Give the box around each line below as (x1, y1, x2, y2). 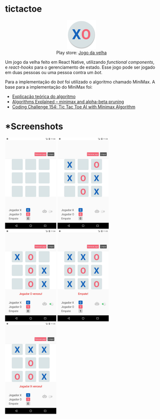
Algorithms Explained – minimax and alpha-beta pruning (12, 98, 125, 104)
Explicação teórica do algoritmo (12, 94, 76, 99)
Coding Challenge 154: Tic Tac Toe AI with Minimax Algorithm (12, 104, 136, 110)
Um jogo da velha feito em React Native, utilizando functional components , (5, 59, 155, 65)
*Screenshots (5, 121, 64, 132)
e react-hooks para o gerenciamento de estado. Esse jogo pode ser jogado (5, 64, 155, 70)
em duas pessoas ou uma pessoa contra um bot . (5, 69, 103, 75)
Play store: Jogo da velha (56, 50, 107, 56)
